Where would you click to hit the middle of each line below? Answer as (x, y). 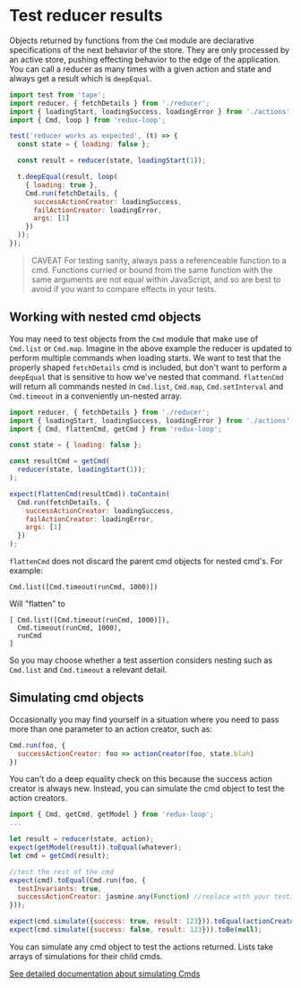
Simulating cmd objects (77, 698)
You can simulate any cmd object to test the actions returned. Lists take (142, 947)
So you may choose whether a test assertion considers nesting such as (141, 660)
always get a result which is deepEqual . (81, 78)
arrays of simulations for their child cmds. (86, 956)
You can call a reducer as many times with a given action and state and (140, 69)
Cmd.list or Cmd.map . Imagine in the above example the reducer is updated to (150, 348)
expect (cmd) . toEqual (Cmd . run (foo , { (77, 880)
